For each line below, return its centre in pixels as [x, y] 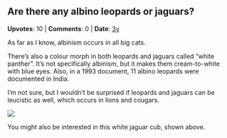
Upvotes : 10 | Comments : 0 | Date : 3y [63, 28]
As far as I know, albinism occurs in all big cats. [76, 42]
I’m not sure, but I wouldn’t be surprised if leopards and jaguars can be [111, 92]
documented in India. [38, 79]
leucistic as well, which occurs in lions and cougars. [84, 100]
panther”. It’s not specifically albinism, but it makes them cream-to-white [114, 64]
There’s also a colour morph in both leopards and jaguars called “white [111, 56]
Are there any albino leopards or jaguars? [101, 12]
